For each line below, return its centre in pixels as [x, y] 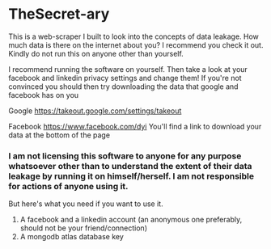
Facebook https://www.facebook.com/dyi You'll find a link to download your [135, 126]
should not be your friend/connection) [84, 228]
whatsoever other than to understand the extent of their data [130, 166]
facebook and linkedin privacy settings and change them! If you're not [125, 78]
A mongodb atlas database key [72, 237]
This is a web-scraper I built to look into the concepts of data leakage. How [133, 36]
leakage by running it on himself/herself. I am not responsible [131, 176]
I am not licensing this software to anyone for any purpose [125, 156]
